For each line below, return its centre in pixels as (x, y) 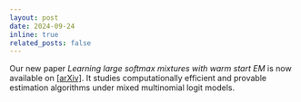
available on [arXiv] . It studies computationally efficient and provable (138, 79)
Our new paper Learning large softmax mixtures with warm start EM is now (151, 69)
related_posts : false (50, 43)
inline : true (34, 34)
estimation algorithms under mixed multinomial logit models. (122, 88)
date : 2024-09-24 (42, 26)
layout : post (34, 18)
